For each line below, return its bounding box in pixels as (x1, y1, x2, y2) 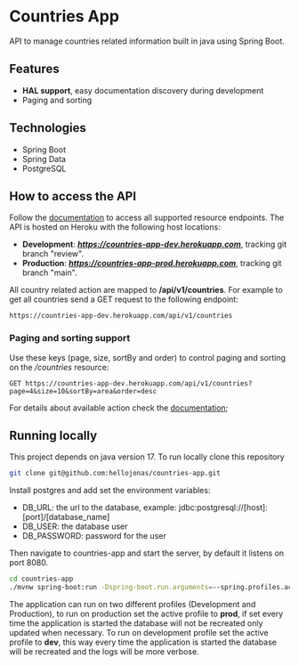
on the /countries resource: (9, 361, 109, 372)
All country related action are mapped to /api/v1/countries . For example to (9, 285, 283, 296)
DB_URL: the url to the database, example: (21, 502, 177, 513)
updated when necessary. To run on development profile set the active (9, 628, 269, 638)
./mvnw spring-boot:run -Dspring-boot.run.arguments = (9, 583, 214, 592)
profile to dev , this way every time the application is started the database (9, 637, 278, 647)
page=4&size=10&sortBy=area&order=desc (9, 386, 158, 395)
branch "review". (21, 248, 85, 259)
